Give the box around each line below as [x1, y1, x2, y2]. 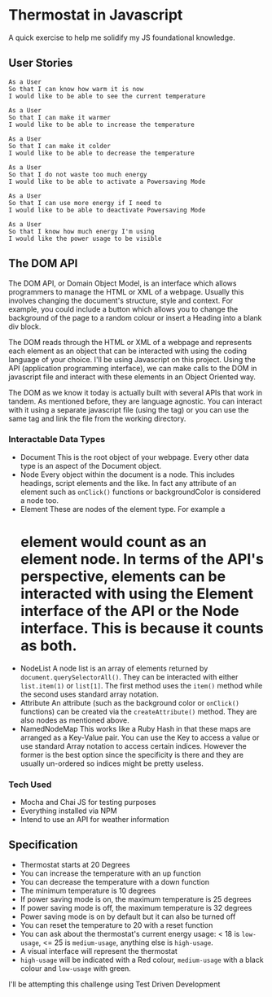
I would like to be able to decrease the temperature [8, 149, 195, 157]
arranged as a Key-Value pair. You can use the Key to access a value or [20, 732, 260, 742]
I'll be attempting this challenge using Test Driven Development [8, 979, 221, 989]
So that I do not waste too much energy [8, 170, 148, 178]
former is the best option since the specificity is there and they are [20, 750, 244, 759]
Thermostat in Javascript [8, 6, 183, 24]
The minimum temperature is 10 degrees [20, 885, 156, 895]
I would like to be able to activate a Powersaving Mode [8, 177, 206, 186]
